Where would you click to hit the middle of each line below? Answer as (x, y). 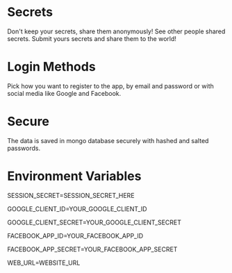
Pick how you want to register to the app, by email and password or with (110, 86)
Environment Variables (74, 176)
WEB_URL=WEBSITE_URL (44, 263)
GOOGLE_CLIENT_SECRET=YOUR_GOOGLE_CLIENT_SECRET (94, 222)
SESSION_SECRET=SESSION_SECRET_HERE (71, 195)
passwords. (24, 148)
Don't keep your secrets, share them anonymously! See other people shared (116, 31)
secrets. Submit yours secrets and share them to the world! (92, 38)
